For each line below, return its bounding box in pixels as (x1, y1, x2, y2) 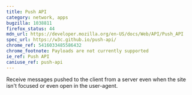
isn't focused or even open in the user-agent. (6, 82, 118, 89)
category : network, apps (6, 14, 68, 20)
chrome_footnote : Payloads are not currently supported (6, 48, 149, 54)
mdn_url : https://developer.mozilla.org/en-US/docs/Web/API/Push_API (6, 31, 184, 37)
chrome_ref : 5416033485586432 (6, 43, 82, 49)
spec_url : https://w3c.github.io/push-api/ (6, 37, 117, 43)
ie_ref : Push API (6, 54, 50, 60)
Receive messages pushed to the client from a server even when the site (6, 76, 186, 83)
